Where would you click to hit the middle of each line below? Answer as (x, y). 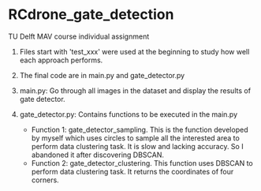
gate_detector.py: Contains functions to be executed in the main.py (129, 114)
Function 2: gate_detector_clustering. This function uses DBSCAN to (142, 163)
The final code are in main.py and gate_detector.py (102, 75)
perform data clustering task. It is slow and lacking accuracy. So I (137, 146)
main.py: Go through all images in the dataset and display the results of (135, 90)
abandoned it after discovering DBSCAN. (97, 155)
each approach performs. (61, 60)
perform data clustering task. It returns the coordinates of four (132, 171)
